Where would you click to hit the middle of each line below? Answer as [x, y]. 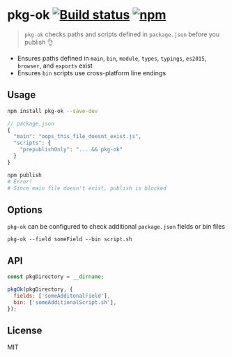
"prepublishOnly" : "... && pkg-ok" [71, 150]
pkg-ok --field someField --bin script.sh [70, 240]
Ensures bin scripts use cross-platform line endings [91, 73]
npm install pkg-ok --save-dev [53, 111]
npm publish [24, 175]
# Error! [20, 181]
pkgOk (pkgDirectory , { [40, 289]
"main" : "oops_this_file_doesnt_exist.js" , [77, 137]
